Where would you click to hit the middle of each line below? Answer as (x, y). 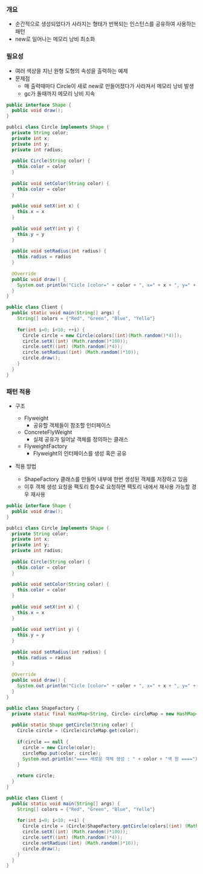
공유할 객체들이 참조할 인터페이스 (72, 425)
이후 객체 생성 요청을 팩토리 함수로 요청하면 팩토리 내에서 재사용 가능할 (107, 487)
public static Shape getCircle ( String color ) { (73, 725)
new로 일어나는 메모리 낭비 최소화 (55, 39)
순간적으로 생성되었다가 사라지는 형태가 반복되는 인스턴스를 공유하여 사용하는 (105, 24)
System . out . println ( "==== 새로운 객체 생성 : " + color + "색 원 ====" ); (111, 759)
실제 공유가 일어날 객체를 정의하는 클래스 (81, 439)
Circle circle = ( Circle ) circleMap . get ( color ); (78, 731)
